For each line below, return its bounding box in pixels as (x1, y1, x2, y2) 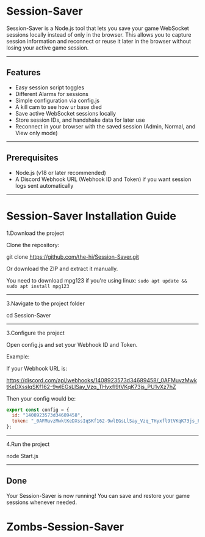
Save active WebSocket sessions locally (15, 109, 117, 117)
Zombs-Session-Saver (6, 520, 124, 533)
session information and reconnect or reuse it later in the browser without (6, 37, 191, 45)
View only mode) (15, 129, 58, 136)
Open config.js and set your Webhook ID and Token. (6, 341, 138, 348)
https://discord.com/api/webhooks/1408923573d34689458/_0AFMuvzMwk (6, 376, 197, 383)
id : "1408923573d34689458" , (12, 412, 84, 418)
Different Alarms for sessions (15, 90, 88, 97)
